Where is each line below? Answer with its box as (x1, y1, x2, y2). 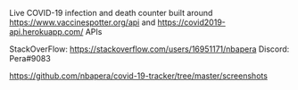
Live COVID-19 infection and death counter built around (9, 8, 213, 18)
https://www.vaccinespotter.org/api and (9, 17, 156, 28)
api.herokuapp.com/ (9, 27, 84, 37)
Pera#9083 (9, 53, 51, 63)
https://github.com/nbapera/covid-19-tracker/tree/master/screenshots (9, 70, 268, 81)
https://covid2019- (157, 17, 226, 28)
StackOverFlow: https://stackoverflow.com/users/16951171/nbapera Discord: (9, 44, 290, 54)
